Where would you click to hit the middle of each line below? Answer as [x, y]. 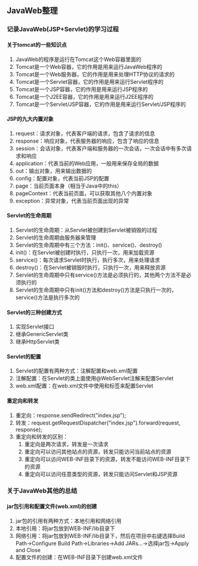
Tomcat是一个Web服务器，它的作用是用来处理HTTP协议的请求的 [95, 74]
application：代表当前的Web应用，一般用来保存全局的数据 [87, 163]
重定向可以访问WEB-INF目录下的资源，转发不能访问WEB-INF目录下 [107, 459]
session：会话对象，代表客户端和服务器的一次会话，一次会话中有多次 [101, 148]
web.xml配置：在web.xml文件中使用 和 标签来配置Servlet [84, 386]
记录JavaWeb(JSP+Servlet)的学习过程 [63, 29]
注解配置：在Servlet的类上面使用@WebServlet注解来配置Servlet [95, 379]
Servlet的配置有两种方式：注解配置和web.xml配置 [77, 371]
